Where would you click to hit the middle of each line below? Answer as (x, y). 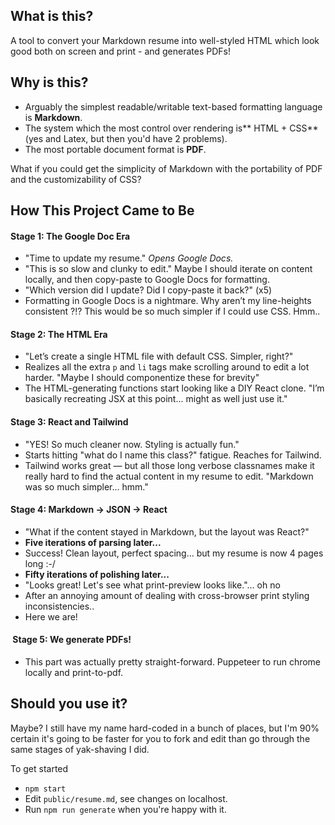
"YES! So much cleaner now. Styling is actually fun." (132, 444)
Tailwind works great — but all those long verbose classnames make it (169, 465)
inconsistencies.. (59, 606)
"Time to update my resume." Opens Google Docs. (129, 258)
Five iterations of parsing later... (93, 542)
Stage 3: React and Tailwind (69, 422)
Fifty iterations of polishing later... (97, 574)
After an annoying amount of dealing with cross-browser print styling (167, 595)
